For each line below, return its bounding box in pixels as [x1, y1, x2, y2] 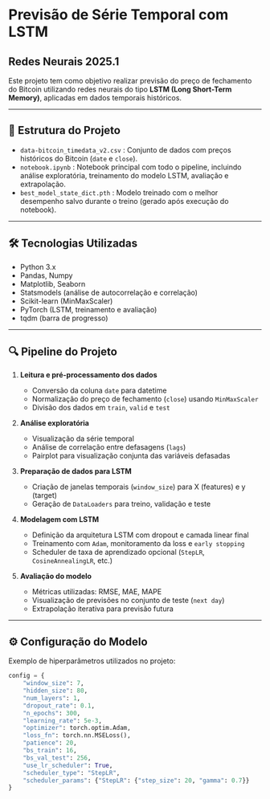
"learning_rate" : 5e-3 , [22, 716, 103, 724]
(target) [31, 491, 58, 500]
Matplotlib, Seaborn [19, 279, 86, 288]
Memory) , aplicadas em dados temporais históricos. [8, 93, 182, 102]
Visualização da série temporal [31, 434, 135, 443]
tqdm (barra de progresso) [19, 313, 108, 323]
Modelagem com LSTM [19, 515, 100, 524]
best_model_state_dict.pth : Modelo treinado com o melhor [19, 187, 219, 198]
